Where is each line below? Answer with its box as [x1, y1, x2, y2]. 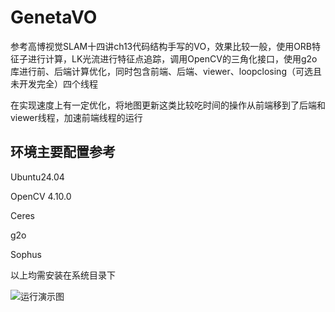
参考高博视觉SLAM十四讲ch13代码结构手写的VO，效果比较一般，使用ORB [10, 40, 313, 52]
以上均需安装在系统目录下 [10, 269, 116, 281]
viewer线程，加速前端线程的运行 [10, 111, 143, 123]
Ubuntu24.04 [10, 171, 65, 183]
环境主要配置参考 [10, 144, 116, 161]
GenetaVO [10, 6, 98, 29]
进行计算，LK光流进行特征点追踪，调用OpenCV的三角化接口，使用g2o [27, 52, 318, 65]
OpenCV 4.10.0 [10, 190, 72, 202]
